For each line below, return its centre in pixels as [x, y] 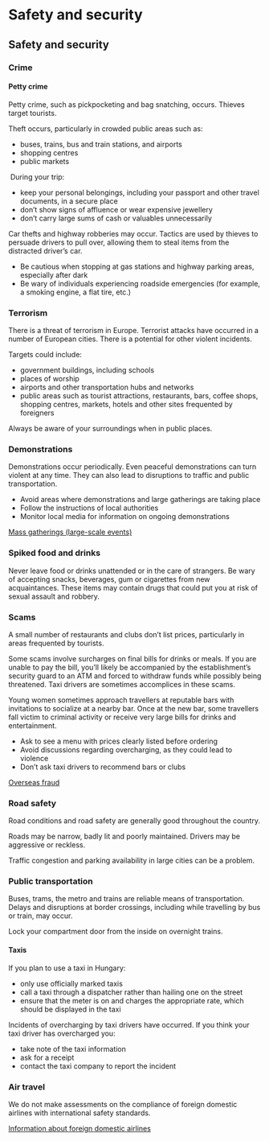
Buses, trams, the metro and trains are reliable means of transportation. [126, 899]
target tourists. [33, 113]
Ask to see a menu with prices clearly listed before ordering [119, 741]
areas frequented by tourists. [56, 643]
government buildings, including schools [87, 370]
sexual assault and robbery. [54, 596]
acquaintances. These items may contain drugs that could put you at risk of [133, 587]
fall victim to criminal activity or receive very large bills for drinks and [122, 717]
